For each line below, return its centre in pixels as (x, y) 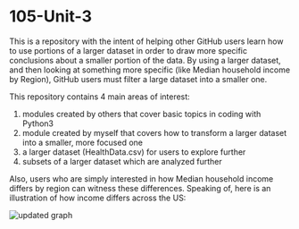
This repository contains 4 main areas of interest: (100, 97)
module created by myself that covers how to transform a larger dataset (154, 132)
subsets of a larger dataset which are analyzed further (122, 161)
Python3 (37, 123)
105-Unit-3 (50, 17)
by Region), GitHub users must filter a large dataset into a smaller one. (138, 79)
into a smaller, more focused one (82, 142)
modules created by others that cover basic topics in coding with (141, 114)
